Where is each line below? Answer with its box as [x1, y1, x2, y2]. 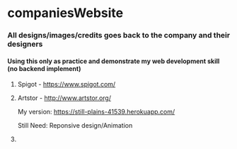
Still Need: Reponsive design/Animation [17, 121, 133, 130]
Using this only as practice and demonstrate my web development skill [7, 57, 220, 65]
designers [7, 39, 43, 49]
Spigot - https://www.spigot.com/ [17, 80, 116, 89]
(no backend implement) [7, 64, 81, 72]
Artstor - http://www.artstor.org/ [17, 94, 112, 102]
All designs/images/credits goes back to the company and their [7, 31, 231, 40]
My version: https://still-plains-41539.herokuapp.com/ [17, 108, 175, 116]
